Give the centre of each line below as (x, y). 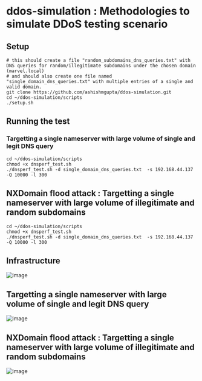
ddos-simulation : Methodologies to (98, 11)
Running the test (38, 122)
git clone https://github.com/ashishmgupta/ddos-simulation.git (89, 92)
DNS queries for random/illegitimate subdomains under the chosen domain (101, 66)
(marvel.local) (25, 71)
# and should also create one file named (59, 76)
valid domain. (24, 87)
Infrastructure (33, 261)
